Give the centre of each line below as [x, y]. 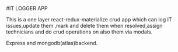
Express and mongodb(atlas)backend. [52, 43]
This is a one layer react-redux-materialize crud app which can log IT [89, 19]
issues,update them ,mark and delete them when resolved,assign [84, 26]
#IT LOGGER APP [27, 8]
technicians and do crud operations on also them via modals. [79, 32]
